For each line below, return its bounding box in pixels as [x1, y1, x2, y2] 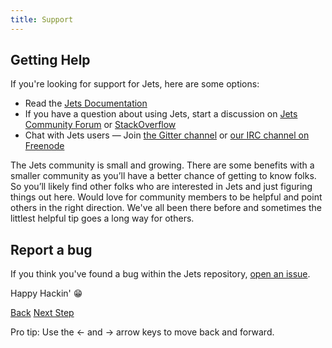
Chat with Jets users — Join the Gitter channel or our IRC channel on [24, 129, 310, 141]
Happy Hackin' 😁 [10, 287, 83, 300]
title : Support [10, 14, 74, 25]
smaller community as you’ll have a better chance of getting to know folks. [10, 170, 317, 182]
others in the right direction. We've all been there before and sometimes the [10, 202, 322, 214]
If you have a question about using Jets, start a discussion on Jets [24, 108, 298, 120]
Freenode [24, 140, 65, 152]
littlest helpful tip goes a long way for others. [10, 212, 195, 225]
